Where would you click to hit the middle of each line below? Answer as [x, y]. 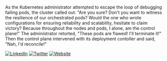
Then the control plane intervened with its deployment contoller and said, [80, 39]
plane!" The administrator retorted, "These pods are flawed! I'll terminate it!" [83, 33]
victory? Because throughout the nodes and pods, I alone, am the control [80, 28]
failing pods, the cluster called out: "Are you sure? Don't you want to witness [83, 12]
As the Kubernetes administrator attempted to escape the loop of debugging [83, 7]
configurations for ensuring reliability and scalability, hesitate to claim [77, 23]
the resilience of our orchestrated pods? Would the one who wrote [73, 18]
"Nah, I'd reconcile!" [26, 44]
